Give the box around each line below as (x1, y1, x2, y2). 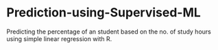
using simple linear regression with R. (6, 34, 112, 42)
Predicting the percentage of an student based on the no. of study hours (6, 27, 212, 36)
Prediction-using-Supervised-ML (6, 5, 202, 21)
